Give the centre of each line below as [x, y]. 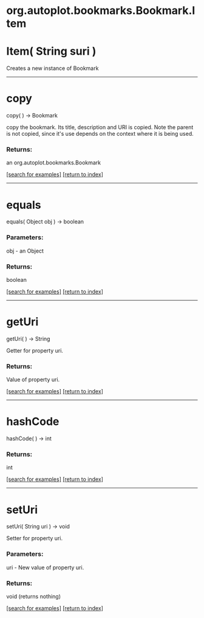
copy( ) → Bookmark [32, 116]
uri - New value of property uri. [45, 567]
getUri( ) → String [28, 339]
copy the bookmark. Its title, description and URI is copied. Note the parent [100, 127]
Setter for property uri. [34, 538]
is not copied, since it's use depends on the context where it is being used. [100, 134]
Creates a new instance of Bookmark [53, 68]
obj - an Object [25, 251]
